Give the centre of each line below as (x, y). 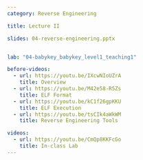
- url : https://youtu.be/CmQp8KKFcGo (67, 140)
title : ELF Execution (50, 108)
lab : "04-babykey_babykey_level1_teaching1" (72, 57)
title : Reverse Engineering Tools (69, 121)
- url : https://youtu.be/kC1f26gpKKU (67, 101)
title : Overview (43, 82)
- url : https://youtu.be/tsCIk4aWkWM (67, 114)
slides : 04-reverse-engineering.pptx (61, 39)
